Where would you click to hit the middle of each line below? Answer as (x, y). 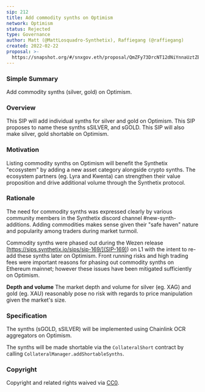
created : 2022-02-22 (33, 46)
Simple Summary (32, 79)
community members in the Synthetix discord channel (74, 218)
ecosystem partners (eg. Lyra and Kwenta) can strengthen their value (94, 176)
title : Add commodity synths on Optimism (60, 18)
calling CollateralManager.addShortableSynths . (65, 354)
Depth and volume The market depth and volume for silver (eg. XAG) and (99, 287)
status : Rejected (28, 29)
